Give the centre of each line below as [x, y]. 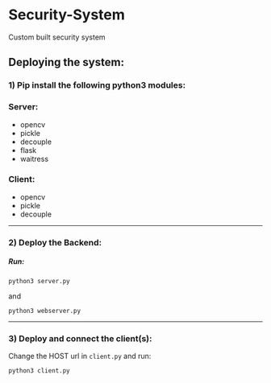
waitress [34, 159]
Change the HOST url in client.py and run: [80, 356]
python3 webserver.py [45, 311]
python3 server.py [39, 281]
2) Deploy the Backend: [55, 242]
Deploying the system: [67, 62]
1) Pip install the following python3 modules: [97, 85]
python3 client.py [39, 371]
